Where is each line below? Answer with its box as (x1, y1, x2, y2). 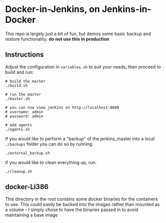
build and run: (5, 69, 34, 75)
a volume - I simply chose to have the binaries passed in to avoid (5, 206, 139, 212)
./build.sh (5, 83, 28, 88)
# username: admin (5, 109, 43, 114)
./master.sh (5, 96, 30, 101)
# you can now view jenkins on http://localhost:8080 (5, 105, 120, 110)
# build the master (5, 78, 46, 83)
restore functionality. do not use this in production (5, 36, 110, 42)
